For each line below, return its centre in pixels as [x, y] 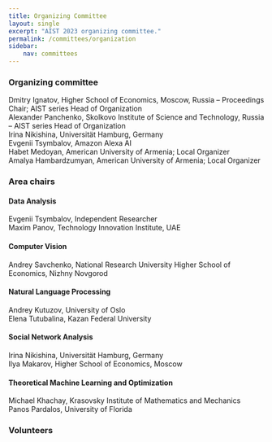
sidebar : [23, 46]
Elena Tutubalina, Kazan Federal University [80, 318]
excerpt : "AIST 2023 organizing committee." [85, 31]
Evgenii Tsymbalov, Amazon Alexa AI [70, 143]
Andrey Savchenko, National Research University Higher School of [120, 265]
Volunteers [31, 431]
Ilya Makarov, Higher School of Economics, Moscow [95, 364]
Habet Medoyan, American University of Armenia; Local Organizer [119, 152]
